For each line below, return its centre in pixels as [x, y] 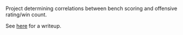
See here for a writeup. [33, 26]
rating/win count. [26, 15]
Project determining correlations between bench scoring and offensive [91, 8]
